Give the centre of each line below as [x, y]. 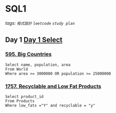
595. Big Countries [28, 54]
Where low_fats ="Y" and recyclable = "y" [50, 105]
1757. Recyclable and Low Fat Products [53, 86]
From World [17, 69]
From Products [20, 101]
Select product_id [24, 96]
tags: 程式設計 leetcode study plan [40, 23]
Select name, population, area [38, 65]
